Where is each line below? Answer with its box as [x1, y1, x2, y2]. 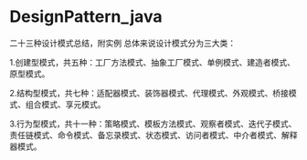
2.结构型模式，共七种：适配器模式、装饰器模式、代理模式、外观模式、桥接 [9, 87, 290, 98]
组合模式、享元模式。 [25, 98, 106, 110]
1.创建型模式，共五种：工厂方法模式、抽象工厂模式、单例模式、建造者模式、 [9, 56, 295, 67]
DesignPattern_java [9, 6, 163, 27]
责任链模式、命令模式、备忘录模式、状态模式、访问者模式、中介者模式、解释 [9, 129, 298, 140]
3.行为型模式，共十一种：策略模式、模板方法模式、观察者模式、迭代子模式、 [9, 118, 297, 129]
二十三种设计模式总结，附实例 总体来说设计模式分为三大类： [9, 37, 236, 48]
